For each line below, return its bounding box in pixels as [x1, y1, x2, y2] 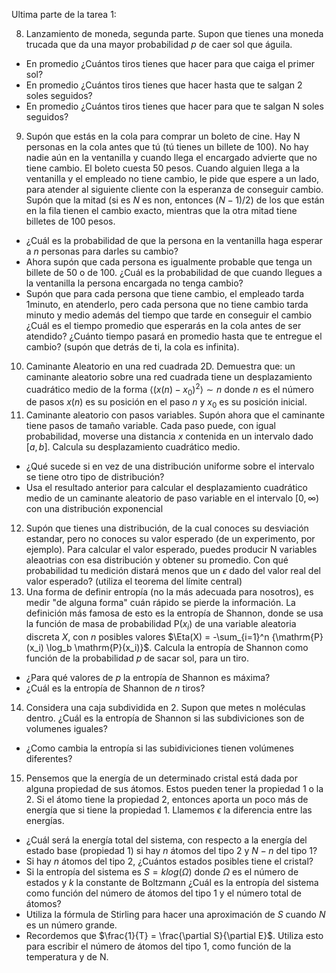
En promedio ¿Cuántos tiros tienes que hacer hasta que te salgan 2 [25, 79, 303, 91]
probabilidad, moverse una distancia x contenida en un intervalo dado [25, 430, 314, 443]
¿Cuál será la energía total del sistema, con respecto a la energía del [25, 834, 308, 846]
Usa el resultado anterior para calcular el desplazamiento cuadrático [25, 482, 308, 494]
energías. [25, 815, 65, 827]
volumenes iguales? [25, 723, 108, 735]
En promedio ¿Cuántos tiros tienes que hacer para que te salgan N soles [25, 100, 324, 112]
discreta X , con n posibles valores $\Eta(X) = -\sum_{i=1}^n [25, 631, 270, 643]
